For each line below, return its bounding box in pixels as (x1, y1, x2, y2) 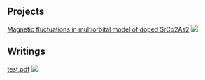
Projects (7, 6, 45, 18)
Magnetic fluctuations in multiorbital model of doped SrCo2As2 (7, 25, 190, 34)
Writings (7, 46, 45, 58)
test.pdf (7, 65, 30, 73)
